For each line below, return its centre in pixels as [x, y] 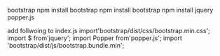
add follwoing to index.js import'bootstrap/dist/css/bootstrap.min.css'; [109, 31]
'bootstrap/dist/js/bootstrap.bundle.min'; [66, 45]
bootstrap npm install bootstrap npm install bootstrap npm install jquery [110, 10]
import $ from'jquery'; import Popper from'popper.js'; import [95, 38]
